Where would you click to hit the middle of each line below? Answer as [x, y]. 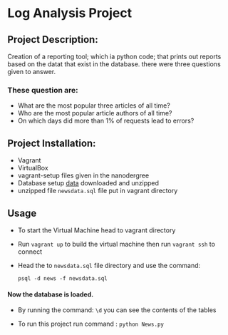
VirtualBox [33, 168]
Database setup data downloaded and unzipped [88, 183]
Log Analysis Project [70, 13]
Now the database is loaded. [51, 294]
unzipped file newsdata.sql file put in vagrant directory [98, 191]
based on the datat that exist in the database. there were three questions [114, 64]
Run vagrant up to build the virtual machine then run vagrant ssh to [116, 244]
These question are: [43, 90]
